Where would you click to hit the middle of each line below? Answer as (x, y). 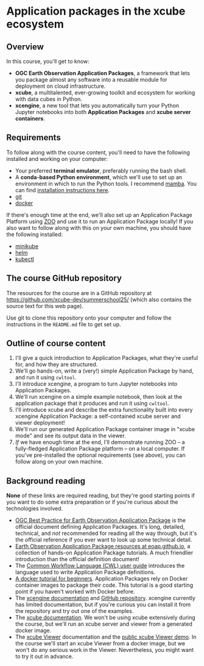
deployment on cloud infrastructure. (60, 86)
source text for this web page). (45, 306)
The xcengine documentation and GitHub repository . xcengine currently (105, 598)
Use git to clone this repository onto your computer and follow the (89, 318)
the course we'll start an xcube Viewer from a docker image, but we (100, 643)
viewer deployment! (40, 423)
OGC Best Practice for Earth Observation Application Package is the (100, 520)
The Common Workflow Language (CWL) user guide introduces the (100, 566)
